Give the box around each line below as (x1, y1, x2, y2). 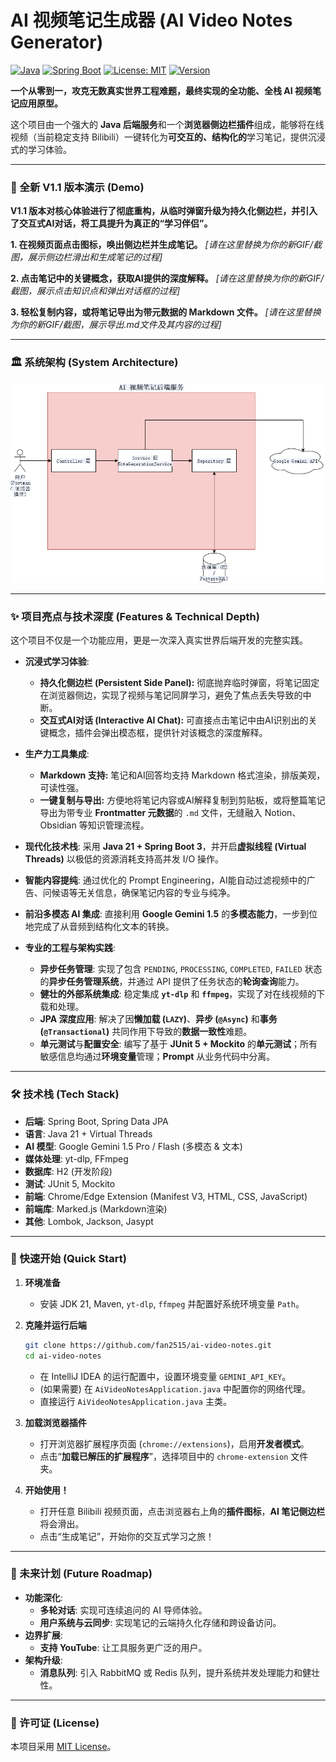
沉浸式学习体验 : (24, 656, 90, 668)
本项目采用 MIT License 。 (10, 1741, 117, 1753)
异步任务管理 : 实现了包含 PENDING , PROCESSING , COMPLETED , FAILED (39, 963, 303, 975)
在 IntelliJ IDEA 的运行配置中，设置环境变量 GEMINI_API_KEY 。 (39, 1370, 292, 1382)
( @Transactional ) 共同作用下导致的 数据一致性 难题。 (39, 1026, 253, 1038)
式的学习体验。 (10, 143, 72, 155)
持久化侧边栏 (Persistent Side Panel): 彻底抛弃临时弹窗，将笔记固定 (39, 677, 320, 689)
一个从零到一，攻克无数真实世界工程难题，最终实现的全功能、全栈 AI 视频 (10, 84, 313, 96)
